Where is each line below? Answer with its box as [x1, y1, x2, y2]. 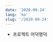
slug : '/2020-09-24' [5, 17, 49, 22]
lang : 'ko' [5, 12, 29, 17]
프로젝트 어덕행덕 [12, 31, 47, 37]
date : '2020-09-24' [5, 7, 47, 13]
